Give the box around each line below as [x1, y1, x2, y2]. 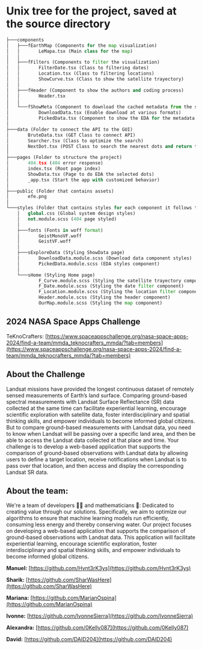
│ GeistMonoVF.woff [17, 233, 82, 239]
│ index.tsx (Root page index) [6, 166, 101, 172]
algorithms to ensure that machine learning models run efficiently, [6, 515, 170, 522]
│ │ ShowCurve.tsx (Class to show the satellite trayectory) [6, 76, 185, 82]
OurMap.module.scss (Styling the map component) [38, 300, 163, 306]
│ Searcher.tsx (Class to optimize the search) [6, 137, 144, 144]
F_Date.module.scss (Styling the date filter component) [38, 283, 185, 290]
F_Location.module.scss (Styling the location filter [38, 289, 176, 295]
